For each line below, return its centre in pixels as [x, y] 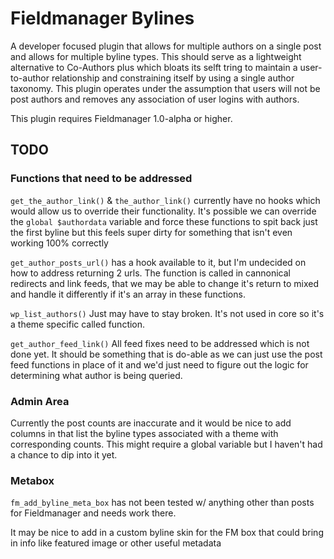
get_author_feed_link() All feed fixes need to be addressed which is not [160, 343]
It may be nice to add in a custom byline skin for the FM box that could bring [167, 533]
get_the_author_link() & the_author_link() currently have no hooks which [165, 200]
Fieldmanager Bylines [102, 18]
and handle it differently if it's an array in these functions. [128, 294]
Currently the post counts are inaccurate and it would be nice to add [151, 423]
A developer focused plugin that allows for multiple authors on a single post [166, 46]
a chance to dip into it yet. [64, 454]
